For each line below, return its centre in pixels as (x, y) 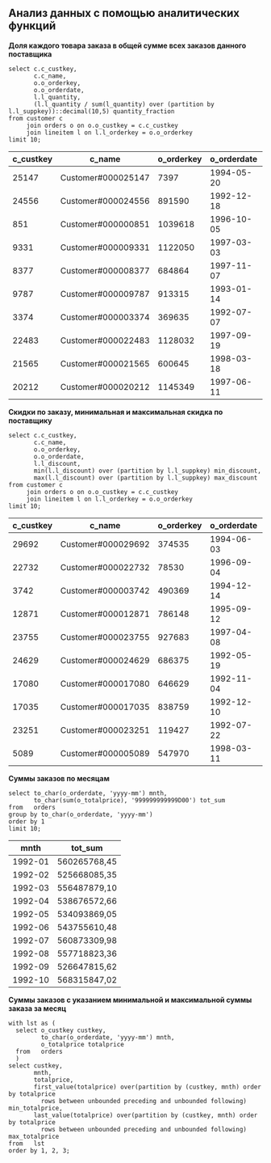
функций (32, 26)
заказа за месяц (38, 1008)
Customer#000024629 (105, 660)
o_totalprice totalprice (83, 1044)
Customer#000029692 (105, 543)
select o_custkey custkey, (61, 1030)
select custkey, (35, 1066)
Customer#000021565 (105, 363)
